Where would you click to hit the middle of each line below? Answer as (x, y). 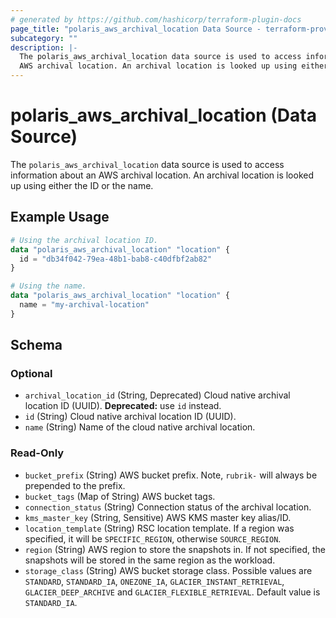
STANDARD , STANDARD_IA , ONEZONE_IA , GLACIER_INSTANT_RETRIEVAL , (154, 581)
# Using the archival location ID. (84, 240)
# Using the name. (48, 286)
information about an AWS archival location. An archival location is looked (162, 175)
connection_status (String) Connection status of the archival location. (168, 507)
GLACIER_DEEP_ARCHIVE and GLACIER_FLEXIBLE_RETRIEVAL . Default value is (172, 592)
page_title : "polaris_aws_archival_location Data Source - (136, 29)
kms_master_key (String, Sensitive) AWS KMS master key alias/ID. (158, 517)
